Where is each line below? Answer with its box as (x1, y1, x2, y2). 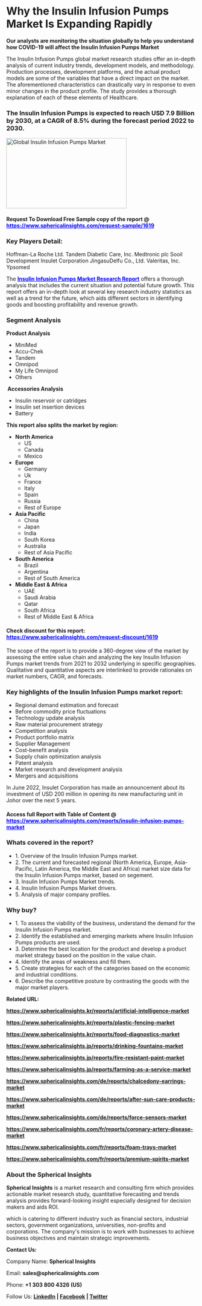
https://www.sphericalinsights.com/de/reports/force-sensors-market (6, 1114, 187, 1121)
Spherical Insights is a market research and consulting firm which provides (6, 1184, 194, 1192)
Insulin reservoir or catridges (14, 397, 87, 404)
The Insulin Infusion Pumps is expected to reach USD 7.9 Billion (6, 109, 195, 117)
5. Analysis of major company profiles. (14, 891, 111, 898)
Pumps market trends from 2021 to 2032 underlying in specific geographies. (6, 660, 197, 667)
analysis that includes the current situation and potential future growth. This (6, 282, 195, 289)
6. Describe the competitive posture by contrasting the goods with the (14, 978, 189, 985)
